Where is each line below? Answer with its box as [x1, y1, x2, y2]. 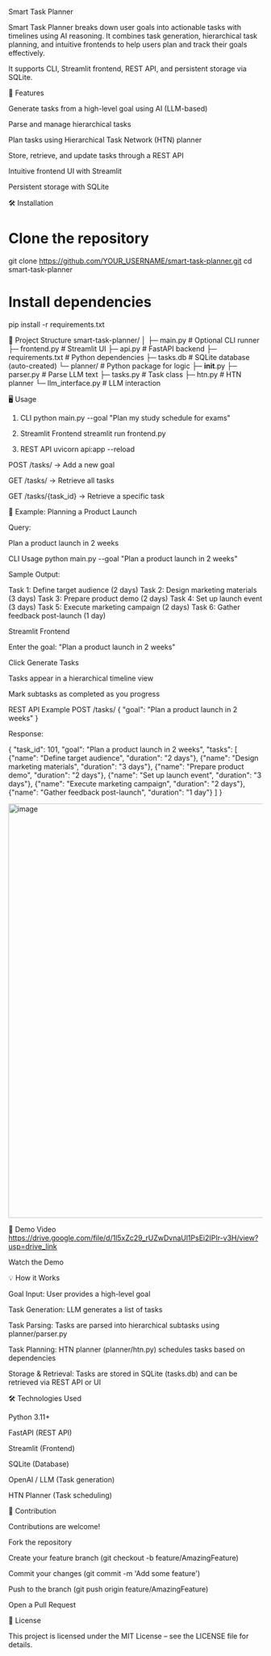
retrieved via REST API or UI [8, 1377, 102, 1387]
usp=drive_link [8, 1241, 58, 1251]
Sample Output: [8, 569, 60, 579]
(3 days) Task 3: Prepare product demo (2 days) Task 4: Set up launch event [8, 593, 263, 603]
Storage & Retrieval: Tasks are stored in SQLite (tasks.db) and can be [8, 1369, 238, 1378]
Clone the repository [8, 229, 149, 248]
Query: [8, 522, 31, 532]
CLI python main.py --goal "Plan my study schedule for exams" [19, 413, 231, 422]
